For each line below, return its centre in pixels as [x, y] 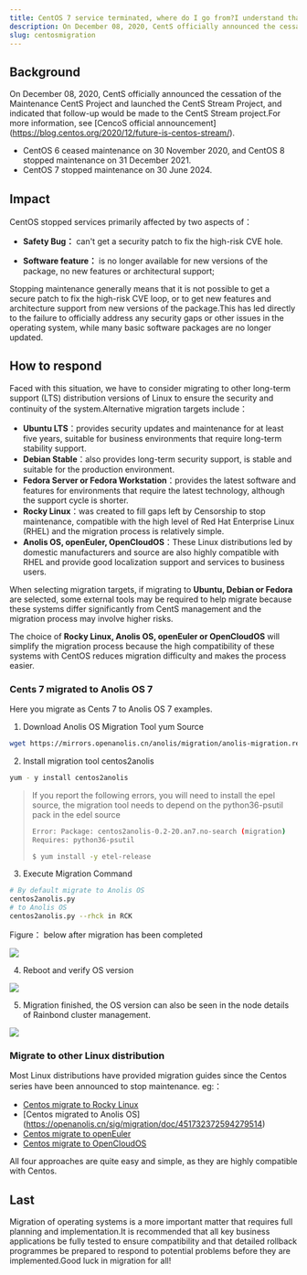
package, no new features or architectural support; [118, 271]
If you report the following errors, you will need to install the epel [153, 795]
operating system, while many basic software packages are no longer [141, 327]
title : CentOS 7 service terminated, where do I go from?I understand [147, 18]
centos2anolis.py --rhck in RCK [71, 916]
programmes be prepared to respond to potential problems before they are [150, 1251]
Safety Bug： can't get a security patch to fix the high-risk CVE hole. [153, 241]
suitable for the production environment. [99, 469]
